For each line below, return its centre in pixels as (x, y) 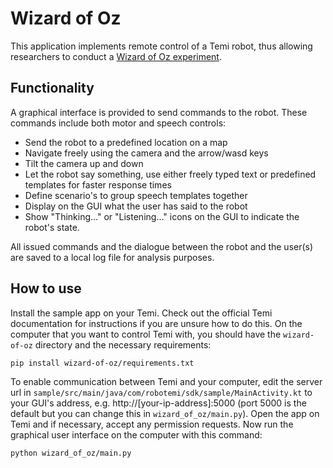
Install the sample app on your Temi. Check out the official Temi (141, 313)
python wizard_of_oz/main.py (71, 453)
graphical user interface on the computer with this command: (136, 434)
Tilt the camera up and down (84, 163)
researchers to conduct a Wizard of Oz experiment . (116, 56)
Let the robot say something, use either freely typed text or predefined (170, 174)
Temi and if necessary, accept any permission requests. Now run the (152, 424)
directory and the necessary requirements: (123, 344)
